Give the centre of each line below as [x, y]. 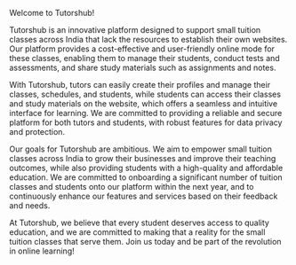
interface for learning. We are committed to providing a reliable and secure [146, 113]
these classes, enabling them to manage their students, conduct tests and [144, 58]
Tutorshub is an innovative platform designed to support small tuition [135, 30]
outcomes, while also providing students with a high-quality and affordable [146, 168]
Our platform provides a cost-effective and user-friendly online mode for [142, 49]
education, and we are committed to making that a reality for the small [137, 232]
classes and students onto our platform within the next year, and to [132, 187]
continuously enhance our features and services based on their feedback [144, 196]
